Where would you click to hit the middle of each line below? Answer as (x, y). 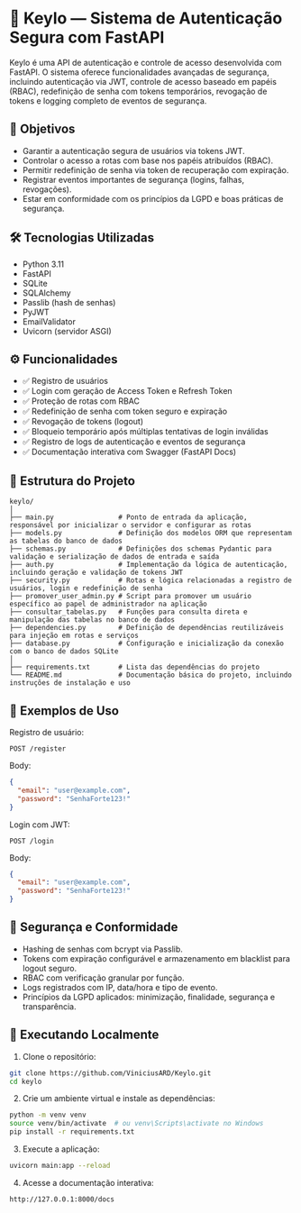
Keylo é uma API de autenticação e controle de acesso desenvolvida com (146, 62)
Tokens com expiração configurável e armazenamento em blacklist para (156, 958)
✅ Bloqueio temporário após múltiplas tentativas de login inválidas (145, 432)
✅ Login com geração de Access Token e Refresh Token (127, 391)
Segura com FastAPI (87, 37)
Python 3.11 (43, 264)
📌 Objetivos (42, 129)
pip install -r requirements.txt (72, 1132)
